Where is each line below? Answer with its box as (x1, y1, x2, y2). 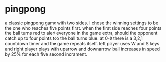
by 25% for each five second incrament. (5, 51, 88, 57)
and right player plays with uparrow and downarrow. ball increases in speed (5, 46, 160, 52)
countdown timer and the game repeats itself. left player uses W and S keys (5, 40, 160, 46)
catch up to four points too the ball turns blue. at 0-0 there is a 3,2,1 (5, 35, 143, 41)
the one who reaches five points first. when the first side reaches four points (5, 25, 162, 31)
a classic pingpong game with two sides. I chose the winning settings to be (5, 20, 159, 26)
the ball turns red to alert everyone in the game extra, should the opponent (5, 30, 158, 36)
